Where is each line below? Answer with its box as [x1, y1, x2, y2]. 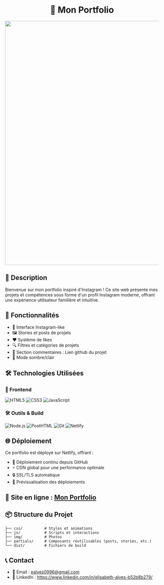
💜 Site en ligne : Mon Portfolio [5, 493, 97, 501]
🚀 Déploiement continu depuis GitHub [12, 459, 88, 465]
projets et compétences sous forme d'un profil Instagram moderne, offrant [5, 292, 155, 297]
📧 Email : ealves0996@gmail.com [12, 569, 80, 575]
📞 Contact [5, 556, 34, 564]
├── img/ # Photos [5, 534, 62, 539]
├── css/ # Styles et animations [5, 526, 93, 531]
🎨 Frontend [5, 386, 32, 393]
